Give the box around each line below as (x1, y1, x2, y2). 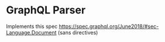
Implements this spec (6, 23, 58, 30)
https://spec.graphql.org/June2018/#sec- (59, 23, 159, 30)
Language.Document (6, 29, 57, 36)
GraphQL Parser (6, 3, 86, 17)
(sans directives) (57, 29, 98, 36)
